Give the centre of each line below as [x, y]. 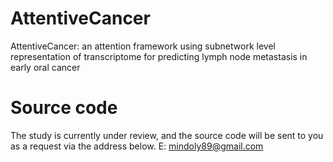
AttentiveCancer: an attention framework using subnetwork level [143, 46]
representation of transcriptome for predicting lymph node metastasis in [159, 56]
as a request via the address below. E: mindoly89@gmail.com [137, 146]
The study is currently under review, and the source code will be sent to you [167, 135]
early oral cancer [45, 67]
